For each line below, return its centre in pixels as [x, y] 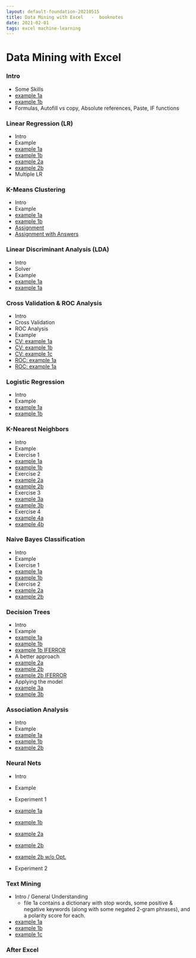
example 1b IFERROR [40, 650]
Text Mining [24, 884]
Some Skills [29, 89]
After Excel [22, 950]
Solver [23, 268]
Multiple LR [29, 174]
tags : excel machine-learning [44, 28]
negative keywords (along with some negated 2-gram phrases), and [107, 909]
